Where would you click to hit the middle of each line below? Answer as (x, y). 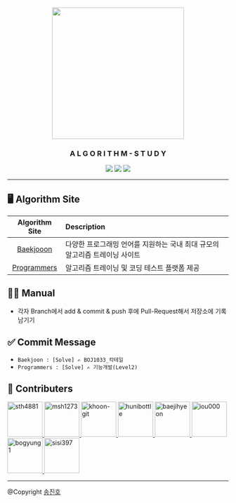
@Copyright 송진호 (34, 492)
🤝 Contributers (40, 389)
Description (85, 227)
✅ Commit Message (52, 343)
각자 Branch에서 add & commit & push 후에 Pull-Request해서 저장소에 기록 (122, 311)
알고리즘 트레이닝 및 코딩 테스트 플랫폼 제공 (133, 268)
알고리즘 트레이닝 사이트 (103, 255)
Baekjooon (35, 249)
